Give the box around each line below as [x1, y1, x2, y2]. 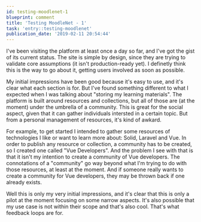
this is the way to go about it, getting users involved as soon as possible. [6, 66, 185, 74]
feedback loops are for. [6, 209, 64, 217]
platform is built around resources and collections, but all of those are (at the [6, 97, 195, 105]
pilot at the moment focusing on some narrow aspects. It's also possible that [6, 197, 194, 204]
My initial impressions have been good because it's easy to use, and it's [6, 78, 184, 86]
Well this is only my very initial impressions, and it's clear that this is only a [6, 190, 190, 197]
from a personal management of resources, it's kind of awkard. [6, 116, 162, 123]
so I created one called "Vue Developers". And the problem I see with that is [6, 147, 193, 154]
